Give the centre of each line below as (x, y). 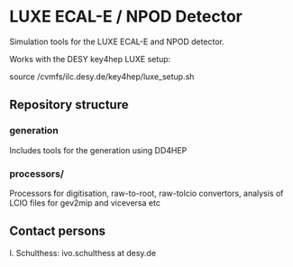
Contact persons (58, 231)
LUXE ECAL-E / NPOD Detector (126, 17)
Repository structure (69, 105)
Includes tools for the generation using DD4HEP (98, 150)
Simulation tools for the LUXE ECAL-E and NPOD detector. (117, 41)
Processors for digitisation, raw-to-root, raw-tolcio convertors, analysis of (146, 193)
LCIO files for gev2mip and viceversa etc (85, 203)
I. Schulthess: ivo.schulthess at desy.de (82, 253)
